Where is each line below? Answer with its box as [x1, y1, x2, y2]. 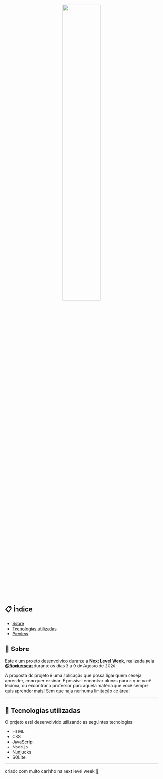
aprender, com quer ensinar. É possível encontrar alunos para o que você [5, 677, 152, 683]
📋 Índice [5, 605, 33, 614]
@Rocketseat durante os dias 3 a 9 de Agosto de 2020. [5, 663, 117, 669]
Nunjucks [12, 749, 32, 755]
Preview [12, 631, 29, 636]
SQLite [12, 754, 26, 760]
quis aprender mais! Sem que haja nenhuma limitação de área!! [5, 688, 131, 694]
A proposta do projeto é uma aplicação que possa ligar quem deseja [5, 672, 142, 678]
